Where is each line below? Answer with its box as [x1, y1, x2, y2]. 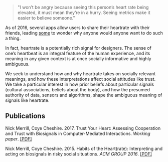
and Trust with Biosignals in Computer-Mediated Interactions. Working [5, 130, 150, 136]
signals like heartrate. [5, 97, 50, 103]
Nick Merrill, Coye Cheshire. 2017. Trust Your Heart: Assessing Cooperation [5, 125, 161, 131]
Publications [5, 112, 46, 120]
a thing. [5, 35, 21, 41]
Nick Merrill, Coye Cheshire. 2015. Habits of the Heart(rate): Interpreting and [5, 145, 163, 151]
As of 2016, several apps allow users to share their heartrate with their [5, 25, 150, 31]
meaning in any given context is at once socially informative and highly [5, 56, 151, 62]
